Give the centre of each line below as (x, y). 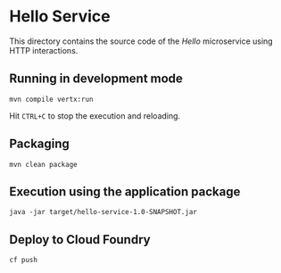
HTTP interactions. (44, 50)
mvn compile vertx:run (51, 99)
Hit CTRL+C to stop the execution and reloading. (95, 116)
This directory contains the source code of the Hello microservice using (141, 41)
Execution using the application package (125, 191)
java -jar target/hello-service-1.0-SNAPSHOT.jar (103, 212)
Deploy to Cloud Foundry (80, 240)
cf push (24, 261)
